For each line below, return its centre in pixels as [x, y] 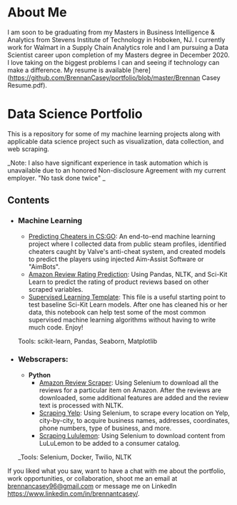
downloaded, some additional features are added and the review [134, 397]
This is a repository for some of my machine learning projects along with [114, 133]
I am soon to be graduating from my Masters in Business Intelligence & [111, 32]
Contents [29, 200]
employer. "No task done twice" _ [56, 178]
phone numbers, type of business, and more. [105, 428]
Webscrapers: [43, 359]
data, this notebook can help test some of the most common [117, 312]
